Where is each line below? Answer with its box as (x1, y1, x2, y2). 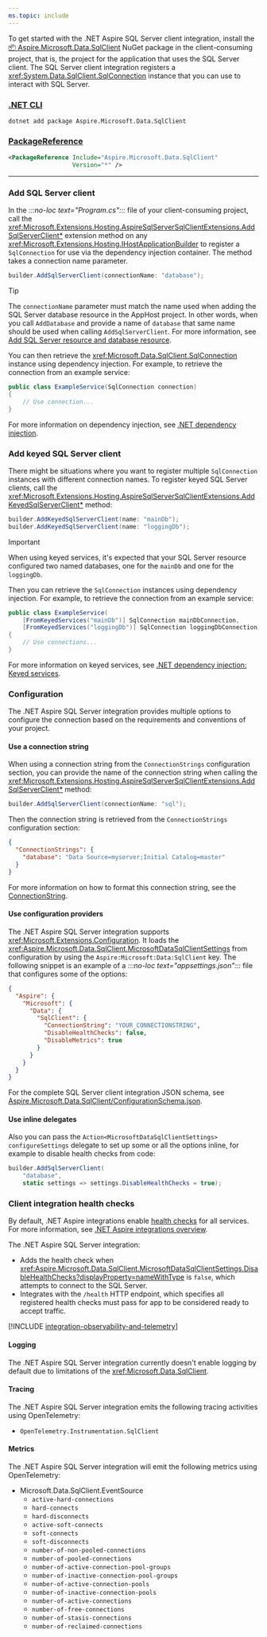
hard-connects (31, 1504, 79, 1512)
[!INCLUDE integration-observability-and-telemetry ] (8, 1322, 179, 1331)
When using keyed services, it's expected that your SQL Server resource (8, 553, 246, 562)
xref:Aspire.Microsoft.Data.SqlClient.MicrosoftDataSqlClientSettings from (8, 944, 248, 953)
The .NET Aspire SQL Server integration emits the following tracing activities (8, 1402, 258, 1412)
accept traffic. (19, 1307, 66, 1316)
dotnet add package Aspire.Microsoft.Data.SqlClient (8, 117, 187, 125)
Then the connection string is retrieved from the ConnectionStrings (8, 815, 228, 824)
